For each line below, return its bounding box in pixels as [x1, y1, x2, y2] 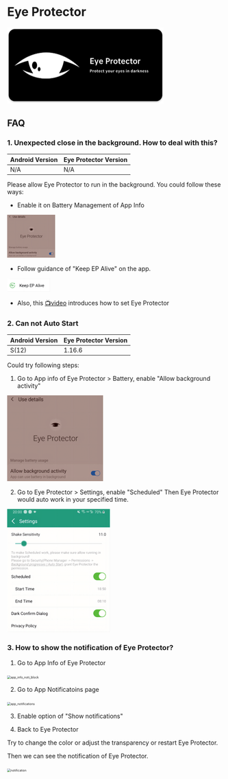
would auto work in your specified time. [16, 496, 129, 504]
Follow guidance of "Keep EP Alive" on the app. [16, 265, 151, 273]
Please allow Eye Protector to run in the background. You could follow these [7, 181, 221, 189]
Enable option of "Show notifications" [16, 712, 123, 720]
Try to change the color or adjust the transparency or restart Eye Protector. [7, 739, 218, 747]
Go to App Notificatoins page [16, 685, 99, 693]
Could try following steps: [7, 361, 80, 369]
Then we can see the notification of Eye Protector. [7, 752, 149, 760]
